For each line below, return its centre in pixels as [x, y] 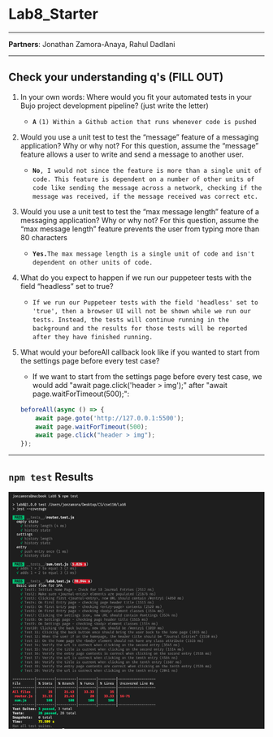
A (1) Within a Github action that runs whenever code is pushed [145, 122]
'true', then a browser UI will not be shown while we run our [142, 311]
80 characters [43, 237]
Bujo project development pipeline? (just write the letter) [114, 106]
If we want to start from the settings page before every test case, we [147, 376]
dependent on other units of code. [92, 262]
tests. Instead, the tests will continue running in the [131, 320]
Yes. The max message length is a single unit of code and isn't [143, 254]
